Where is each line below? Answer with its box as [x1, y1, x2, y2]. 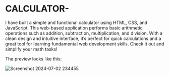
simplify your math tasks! [5, 46, 58, 52]
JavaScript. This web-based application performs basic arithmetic [5, 24, 143, 30]
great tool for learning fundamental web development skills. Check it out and [5, 40, 164, 46]
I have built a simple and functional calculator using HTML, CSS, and [5, 19, 148, 25]
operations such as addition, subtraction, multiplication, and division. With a [5, 30, 163, 36]
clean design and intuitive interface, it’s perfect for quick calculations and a [5, 35, 161, 41]
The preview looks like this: [5, 55, 62, 61]
